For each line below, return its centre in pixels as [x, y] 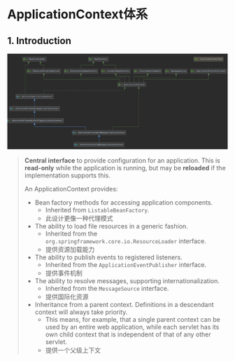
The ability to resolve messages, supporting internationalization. [127, 281]
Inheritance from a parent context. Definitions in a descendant [124, 305]
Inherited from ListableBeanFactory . [97, 210]
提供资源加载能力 [70, 250]
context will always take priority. [81, 312]
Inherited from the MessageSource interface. [107, 289]
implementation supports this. [67, 175]
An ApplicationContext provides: [71, 189]
